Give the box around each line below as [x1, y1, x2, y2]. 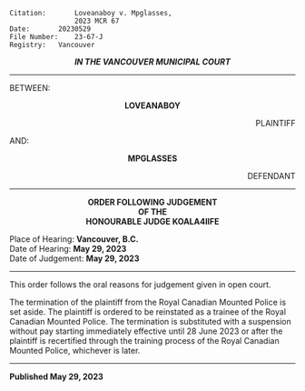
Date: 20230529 [9, 25, 92, 34]
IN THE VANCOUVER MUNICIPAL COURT [74, 56, 231, 67]
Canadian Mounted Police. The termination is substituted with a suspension [9, 316, 292, 326]
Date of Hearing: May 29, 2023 [9, 244, 127, 254]
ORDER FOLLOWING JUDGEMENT [87, 196, 218, 207]
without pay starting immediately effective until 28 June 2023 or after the [9, 326, 283, 336]
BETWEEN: [9, 83, 51, 93]
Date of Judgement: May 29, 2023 [9, 253, 140, 264]
